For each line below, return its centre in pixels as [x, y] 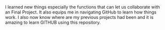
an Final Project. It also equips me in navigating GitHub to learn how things [81, 12]
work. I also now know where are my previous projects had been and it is [79, 17]
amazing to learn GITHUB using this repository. [53, 22]
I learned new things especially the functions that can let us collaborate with [83, 7]
